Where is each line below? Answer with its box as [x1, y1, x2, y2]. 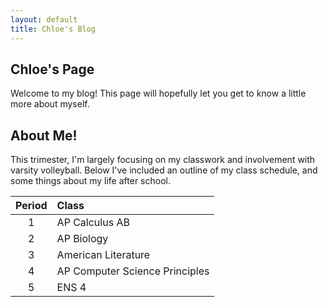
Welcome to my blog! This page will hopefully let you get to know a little [10, 87, 307, 100]
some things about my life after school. [10, 175, 171, 187]
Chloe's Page [10, 61, 95, 78]
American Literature [56, 248, 151, 262]
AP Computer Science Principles [56, 264, 210, 278]
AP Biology [56, 232, 109, 246]
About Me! [10, 127, 78, 144]
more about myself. [10, 98, 90, 110]
